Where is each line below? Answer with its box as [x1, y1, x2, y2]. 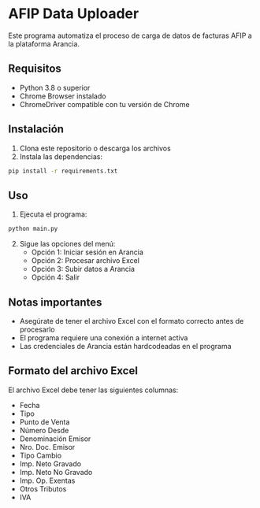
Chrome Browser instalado [19, 91, 106, 101]
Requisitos [8, 62, 61, 76]
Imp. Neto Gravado [19, 458, 81, 469]
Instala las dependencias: [19, 151, 102, 161]
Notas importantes [8, 295, 102, 309]
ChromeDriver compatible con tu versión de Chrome [19, 99, 191, 109]
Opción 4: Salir [31, 273, 80, 282]
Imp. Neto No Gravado [19, 467, 93, 476]
